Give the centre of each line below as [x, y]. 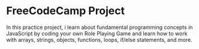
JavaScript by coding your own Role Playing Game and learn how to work [97, 33]
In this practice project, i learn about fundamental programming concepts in [99, 27]
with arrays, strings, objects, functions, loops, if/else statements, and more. [99, 40]
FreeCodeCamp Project [66, 11]
